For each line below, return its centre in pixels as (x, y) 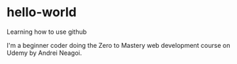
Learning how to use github (47, 32)
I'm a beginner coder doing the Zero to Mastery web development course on (118, 45)
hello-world (42, 12)
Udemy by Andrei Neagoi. (44, 53)
